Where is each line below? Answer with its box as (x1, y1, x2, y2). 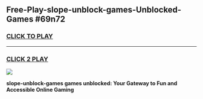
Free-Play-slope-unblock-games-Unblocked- (6, 5, 182, 15)
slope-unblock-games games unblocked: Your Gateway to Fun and (6, 79, 178, 86)
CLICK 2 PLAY (6, 55, 48, 63)
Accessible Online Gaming (6, 86, 74, 93)
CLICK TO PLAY (6, 32, 53, 41)
